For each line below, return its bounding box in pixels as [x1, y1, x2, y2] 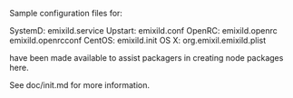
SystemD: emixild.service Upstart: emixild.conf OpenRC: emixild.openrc [9, 25, 278, 35]
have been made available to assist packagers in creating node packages [9, 53, 284, 63]
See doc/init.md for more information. [9, 80, 150, 90]
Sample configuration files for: [9, 8, 122, 18]
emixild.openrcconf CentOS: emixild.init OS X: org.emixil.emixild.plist [9, 35, 267, 45]
